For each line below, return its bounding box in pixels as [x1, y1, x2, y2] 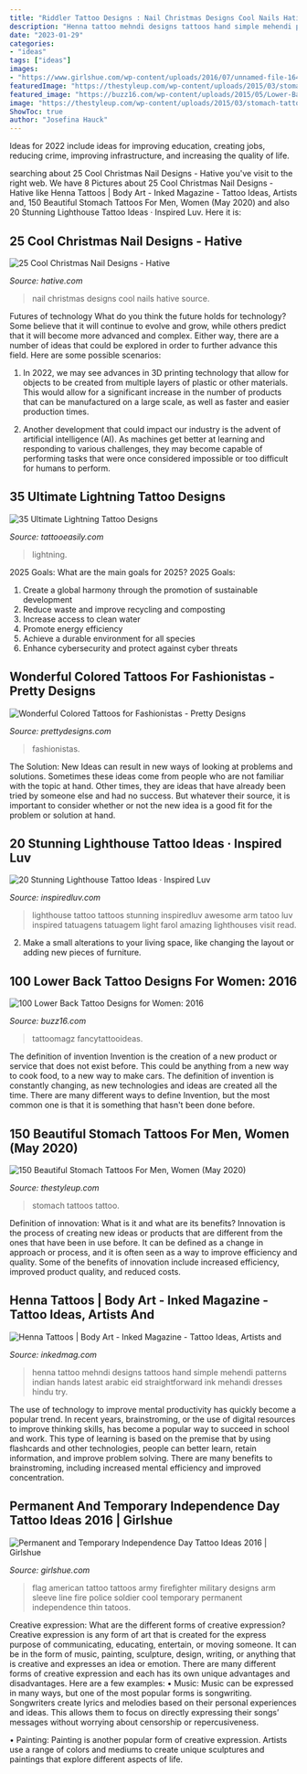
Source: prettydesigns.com [9, 725, 111, 736]
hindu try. [31, 1386, 69, 1397]
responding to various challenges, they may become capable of [22, 443, 263, 454]
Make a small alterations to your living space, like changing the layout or [22, 937, 295, 948]
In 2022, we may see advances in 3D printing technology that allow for [22, 367, 290, 378]
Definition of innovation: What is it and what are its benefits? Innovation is [9, 1218, 286, 1228]
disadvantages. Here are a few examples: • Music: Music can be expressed [9, 1677, 294, 1688]
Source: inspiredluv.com [9, 892, 101, 903]
